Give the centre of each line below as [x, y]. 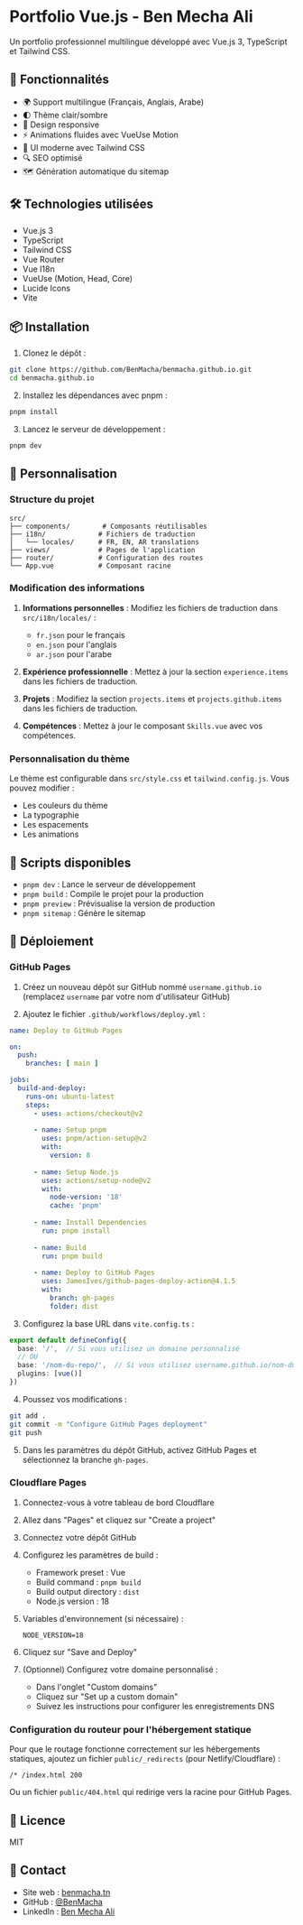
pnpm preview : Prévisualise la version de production [119, 903]
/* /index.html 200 [46, 1775]
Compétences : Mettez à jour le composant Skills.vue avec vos [142, 726]
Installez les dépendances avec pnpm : [95, 395]
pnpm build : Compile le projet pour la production [113, 893]
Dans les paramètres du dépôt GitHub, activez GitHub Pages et [139, 1449]
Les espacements [55, 825]
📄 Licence [37, 1820]
